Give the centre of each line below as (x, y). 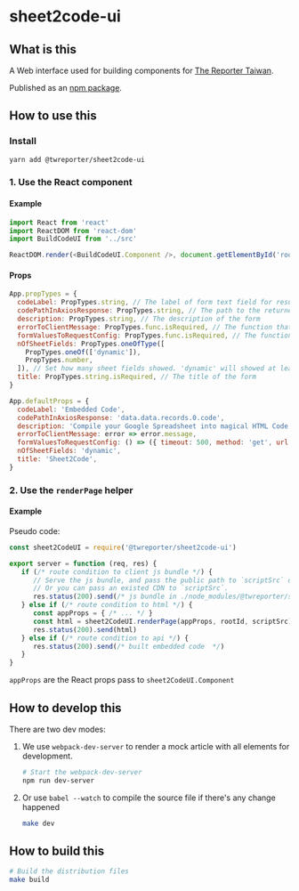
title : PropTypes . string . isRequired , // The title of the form (137, 377)
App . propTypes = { (43, 294)
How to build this (57, 850)
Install (23, 142)
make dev (38, 823)
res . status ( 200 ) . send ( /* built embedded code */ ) (129, 646)
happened (41, 806)
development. (47, 756)
